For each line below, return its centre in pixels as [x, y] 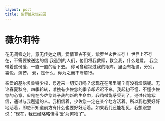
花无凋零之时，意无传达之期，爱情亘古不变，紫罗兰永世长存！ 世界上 [74, 54]
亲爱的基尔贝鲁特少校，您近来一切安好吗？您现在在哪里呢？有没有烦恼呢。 [80, 83]
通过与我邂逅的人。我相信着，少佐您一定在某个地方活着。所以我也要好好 [87, 101]
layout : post [18, 10]
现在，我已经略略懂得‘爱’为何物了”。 [52, 114]
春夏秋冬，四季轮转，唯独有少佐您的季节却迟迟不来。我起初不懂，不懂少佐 [84, 89]
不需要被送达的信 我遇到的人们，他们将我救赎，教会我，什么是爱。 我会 [86, 60]
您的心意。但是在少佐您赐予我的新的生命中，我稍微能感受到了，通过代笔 [78, 96]
